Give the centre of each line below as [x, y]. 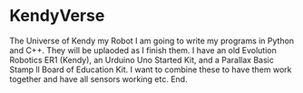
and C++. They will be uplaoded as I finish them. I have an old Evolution [143, 50]
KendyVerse [57, 16]
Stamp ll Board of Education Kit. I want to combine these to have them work [151, 70]
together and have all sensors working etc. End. [98, 79]
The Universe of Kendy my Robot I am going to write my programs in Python [152, 41]
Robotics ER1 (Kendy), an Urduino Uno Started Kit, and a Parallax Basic [142, 60]
